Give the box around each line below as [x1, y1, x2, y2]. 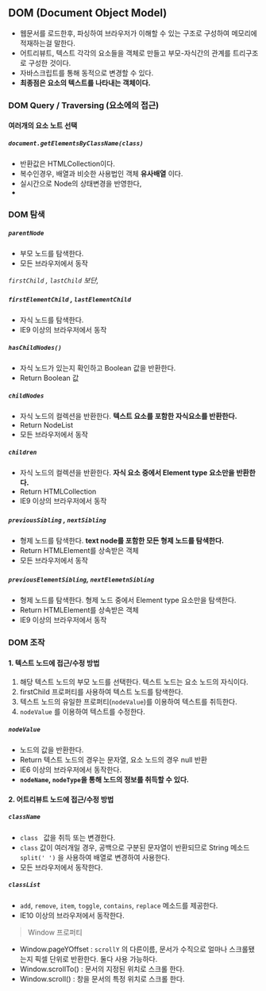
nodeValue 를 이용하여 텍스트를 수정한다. [19, 707, 145, 716]
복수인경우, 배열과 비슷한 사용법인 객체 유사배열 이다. [19, 169, 183, 179]
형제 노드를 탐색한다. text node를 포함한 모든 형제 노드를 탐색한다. [19, 536, 225, 546]
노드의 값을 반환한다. [19, 745, 84, 755]
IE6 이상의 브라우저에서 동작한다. [19, 765, 121, 774]
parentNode [8, 229, 44, 237]
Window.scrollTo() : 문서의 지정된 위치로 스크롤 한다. [19, 964, 185, 974]
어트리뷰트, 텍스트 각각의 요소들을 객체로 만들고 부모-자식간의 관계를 [19, 48, 232, 58]
